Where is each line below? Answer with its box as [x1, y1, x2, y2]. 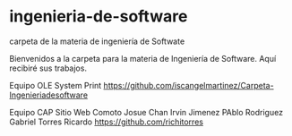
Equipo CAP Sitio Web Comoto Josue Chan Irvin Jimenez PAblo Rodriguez [9, 106, 284, 117]
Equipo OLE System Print [9, 80, 102, 90]
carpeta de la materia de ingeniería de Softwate [9, 36, 185, 47]
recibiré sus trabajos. [9, 63, 88, 73]
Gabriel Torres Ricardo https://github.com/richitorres [9, 116, 204, 127]
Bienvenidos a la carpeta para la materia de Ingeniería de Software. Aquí [9, 53, 277, 64]
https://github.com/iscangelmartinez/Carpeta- [103, 80, 275, 90]
